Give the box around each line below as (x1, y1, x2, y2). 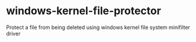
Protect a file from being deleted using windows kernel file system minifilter (6, 24, 191, 31)
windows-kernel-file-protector (6, 4, 162, 18)
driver (6, 30, 21, 37)
